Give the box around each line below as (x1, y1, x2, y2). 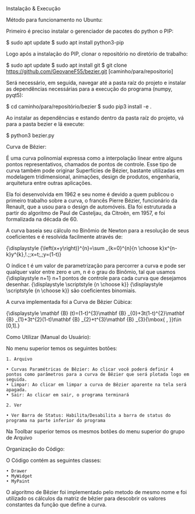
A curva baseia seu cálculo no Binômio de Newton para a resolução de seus (6, 227, 190, 234)
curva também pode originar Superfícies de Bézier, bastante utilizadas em (6, 167, 184, 174)
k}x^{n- (159, 245, 177, 251)
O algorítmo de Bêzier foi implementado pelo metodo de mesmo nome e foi (6, 489, 187, 495)
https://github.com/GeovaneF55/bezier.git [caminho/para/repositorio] (6, 68, 173, 75)
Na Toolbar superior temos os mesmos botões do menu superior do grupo (6, 428, 185, 435)
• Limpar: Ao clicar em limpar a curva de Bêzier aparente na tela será (6, 382, 187, 388)
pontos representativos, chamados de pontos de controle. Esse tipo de (6, 161, 177, 167)
